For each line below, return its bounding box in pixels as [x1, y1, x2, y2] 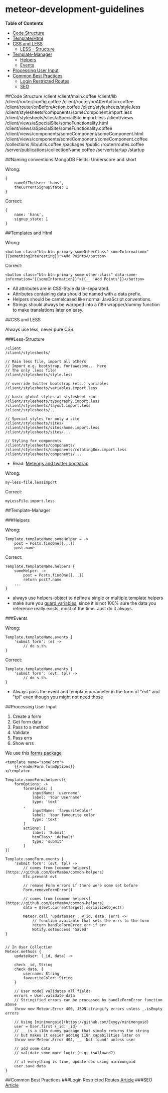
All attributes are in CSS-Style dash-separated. [12, 285, 110, 292]
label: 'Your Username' [32, 794, 82, 800]
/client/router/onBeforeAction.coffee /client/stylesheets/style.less [5, 104, 140, 110]
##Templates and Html [5, 230, 53, 236]
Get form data [12, 718, 42, 724]
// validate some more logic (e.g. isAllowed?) [14, 1050, 115, 1055]
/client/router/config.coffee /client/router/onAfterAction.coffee [5, 98, 134, 104]
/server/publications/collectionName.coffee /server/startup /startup [5, 147, 145, 153]
